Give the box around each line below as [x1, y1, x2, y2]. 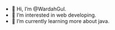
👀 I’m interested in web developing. [11, 12, 96, 18]
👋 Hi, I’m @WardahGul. [11, 6, 67, 12]
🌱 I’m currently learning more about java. [11, 18, 110, 24]
